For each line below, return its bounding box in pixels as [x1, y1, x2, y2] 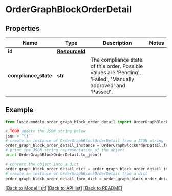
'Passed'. [90, 88, 113, 95]
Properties [5, 24, 40, 33]
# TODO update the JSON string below [5, 128, 86, 134]
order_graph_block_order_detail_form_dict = [5, 176, 102, 181]
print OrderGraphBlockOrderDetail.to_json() [5, 152, 102, 158]
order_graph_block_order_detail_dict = [5, 166, 91, 171]
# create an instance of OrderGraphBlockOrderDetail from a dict [5, 171, 147, 177]
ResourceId [57, 48, 86, 55]
